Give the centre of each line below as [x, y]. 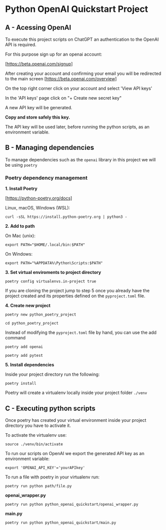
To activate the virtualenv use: [36, 435]
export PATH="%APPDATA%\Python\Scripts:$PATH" [54, 263]
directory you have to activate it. [38, 425]
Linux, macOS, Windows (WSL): [38, 208]
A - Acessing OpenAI [38, 28]
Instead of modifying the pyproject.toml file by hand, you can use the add [81, 332]
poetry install [21, 384]
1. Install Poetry [21, 189]
